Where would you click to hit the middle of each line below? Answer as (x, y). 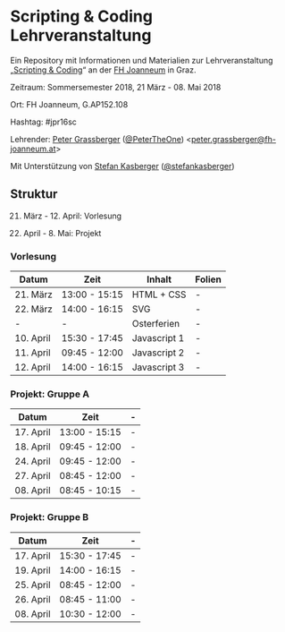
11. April (33, 353)
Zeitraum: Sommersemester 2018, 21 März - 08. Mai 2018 (116, 87)
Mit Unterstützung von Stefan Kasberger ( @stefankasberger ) (122, 166)
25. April (33, 585)
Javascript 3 (158, 367)
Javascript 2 (158, 353)
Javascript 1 (158, 338)
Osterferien (156, 324)
